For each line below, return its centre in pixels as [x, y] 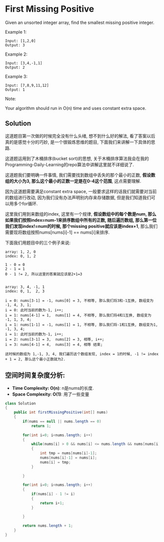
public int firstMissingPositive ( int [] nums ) [61, 412]
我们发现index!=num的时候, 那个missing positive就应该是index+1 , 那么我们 [81, 226]
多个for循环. [26, 203]
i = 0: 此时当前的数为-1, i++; [34, 310]
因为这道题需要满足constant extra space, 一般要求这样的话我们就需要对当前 [81, 191]
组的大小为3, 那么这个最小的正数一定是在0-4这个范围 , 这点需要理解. [73, 181]
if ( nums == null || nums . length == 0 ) [62, 422]
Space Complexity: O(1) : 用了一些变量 [51, 394]
